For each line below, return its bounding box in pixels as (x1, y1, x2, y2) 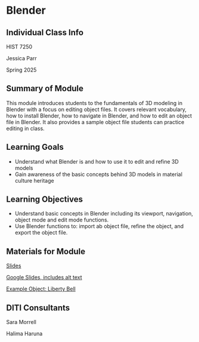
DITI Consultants (6, 303, 70, 313)
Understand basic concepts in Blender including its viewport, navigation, (14, 210, 194, 217)
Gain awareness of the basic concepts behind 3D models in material (14, 171, 183, 178)
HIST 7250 (6, 43, 33, 50)
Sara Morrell (6, 319, 37, 326)
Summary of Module (6, 84, 84, 94)
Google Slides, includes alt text (6, 274, 82, 281)
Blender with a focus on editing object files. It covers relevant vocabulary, (6, 106, 186, 113)
